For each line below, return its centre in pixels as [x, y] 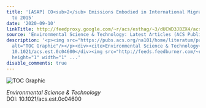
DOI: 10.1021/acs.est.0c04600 [44, 99]
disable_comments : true [37, 63]
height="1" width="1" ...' [46, 57]
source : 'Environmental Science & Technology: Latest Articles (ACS [96, 35]
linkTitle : [20, 29]
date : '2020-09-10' [31, 23]
